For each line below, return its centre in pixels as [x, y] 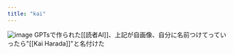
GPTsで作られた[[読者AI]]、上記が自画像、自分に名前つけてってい [130, 34]
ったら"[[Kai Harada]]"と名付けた [56, 43]
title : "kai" [27, 14]
